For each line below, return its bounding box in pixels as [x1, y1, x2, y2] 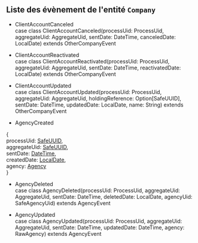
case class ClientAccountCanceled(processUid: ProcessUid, [14, 27, 165, 34]
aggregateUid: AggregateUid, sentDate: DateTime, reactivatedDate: [14, 64, 181, 71]
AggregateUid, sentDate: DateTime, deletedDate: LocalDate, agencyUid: [14, 193, 193, 200]
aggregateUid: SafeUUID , [6, 143, 69, 150]
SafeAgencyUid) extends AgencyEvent [14, 199, 111, 206]
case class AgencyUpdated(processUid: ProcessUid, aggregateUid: [14, 217, 182, 224]
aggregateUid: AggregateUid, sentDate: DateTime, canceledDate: [14, 33, 176, 41]
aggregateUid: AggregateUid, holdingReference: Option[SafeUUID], [14, 95, 181, 102]
